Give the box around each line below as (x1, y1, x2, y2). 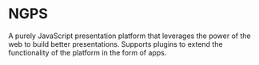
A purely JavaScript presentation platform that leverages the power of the (8, 31, 251, 40)
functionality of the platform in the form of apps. (8, 48, 167, 57)
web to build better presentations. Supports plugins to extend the (8, 39, 223, 48)
